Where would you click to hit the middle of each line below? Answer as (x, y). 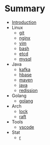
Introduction (24, 22)
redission (28, 90)
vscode (26, 127)
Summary (25, 9)
